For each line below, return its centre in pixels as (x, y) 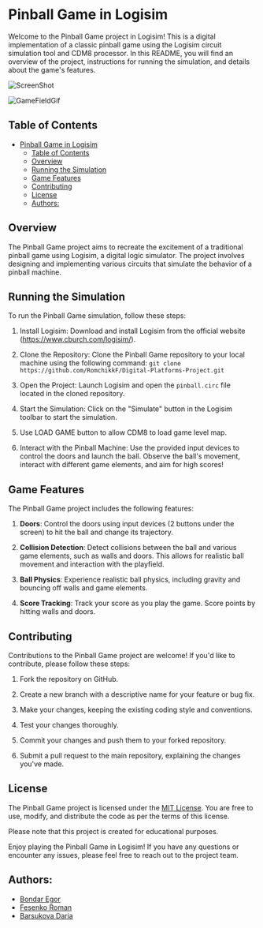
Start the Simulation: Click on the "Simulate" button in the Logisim (126, 409)
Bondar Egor (40, 899)
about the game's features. (52, 69)
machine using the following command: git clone (100, 363)
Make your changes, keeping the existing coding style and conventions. (136, 709)
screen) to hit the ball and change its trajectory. (96, 532)
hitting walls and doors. (57, 612)
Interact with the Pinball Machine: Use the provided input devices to (130, 448)
